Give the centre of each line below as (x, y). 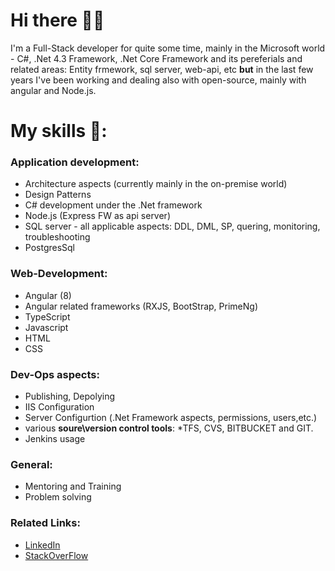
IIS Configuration (59, 407)
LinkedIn (42, 545)
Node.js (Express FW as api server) (97, 216)
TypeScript (47, 316)
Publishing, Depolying (70, 396)
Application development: (75, 162)
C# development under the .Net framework (113, 205)
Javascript (46, 327)
